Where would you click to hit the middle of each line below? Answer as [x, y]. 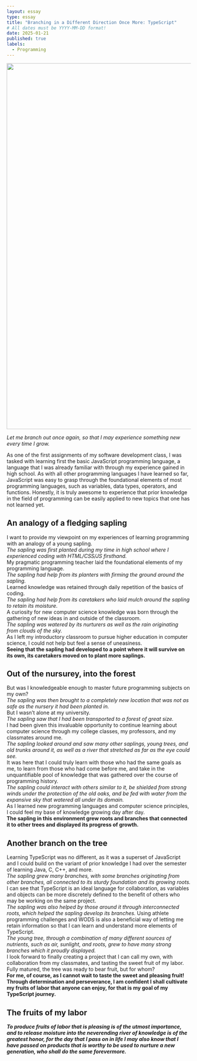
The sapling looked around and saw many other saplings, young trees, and [97, 744]
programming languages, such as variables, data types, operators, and [92, 486]
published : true [26, 39]
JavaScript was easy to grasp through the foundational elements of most [94, 480]
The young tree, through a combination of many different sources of [89, 938]
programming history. [33, 781]
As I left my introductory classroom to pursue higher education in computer [97, 636]
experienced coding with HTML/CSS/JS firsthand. [67, 556]
